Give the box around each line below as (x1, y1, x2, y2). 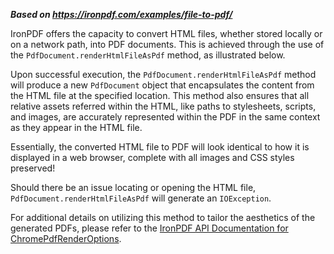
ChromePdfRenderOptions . (10, 233, 122, 244)
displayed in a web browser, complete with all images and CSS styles (10, 152, 295, 163)
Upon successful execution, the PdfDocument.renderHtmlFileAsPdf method (10, 69, 317, 80)
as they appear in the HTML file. (10, 122, 143, 133)
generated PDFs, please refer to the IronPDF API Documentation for (10, 222, 289, 234)
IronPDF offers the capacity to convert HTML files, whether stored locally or (10, 28, 323, 39)
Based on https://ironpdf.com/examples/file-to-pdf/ (10, 9, 233, 20)
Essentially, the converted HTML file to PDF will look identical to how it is (10, 141, 310, 153)
